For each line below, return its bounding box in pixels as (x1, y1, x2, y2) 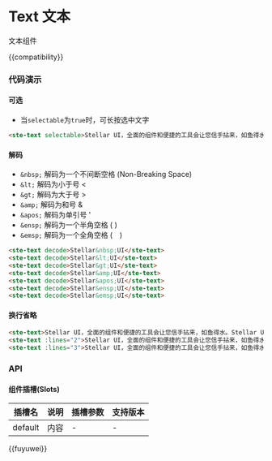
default (12, 422, 40, 433)
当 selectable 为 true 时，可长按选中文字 (19, 115, 150, 125)
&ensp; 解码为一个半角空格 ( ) (19, 220, 117, 230)
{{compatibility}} (8, 52, 64, 62)
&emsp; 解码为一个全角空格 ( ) (19, 230, 123, 240)
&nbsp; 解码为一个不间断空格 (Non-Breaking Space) (19, 170, 193, 179)
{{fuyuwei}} (8, 444, 48, 454)
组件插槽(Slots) (8, 384, 60, 394)
